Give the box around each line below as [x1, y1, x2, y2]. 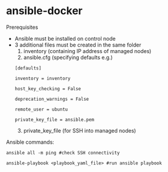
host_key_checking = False [14, 85, 81, 92]
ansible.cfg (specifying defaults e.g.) [23, 54, 113, 61]
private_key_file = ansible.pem [14, 117, 94, 123]
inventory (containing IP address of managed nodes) [23, 47, 151, 54]
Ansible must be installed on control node [14, 35, 116, 42]
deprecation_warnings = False [14, 96, 90, 102]
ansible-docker [6, 4, 83, 18]
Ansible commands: [6, 138, 54, 145]
